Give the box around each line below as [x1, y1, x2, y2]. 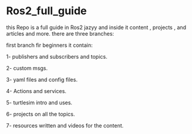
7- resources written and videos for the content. [6, 122, 124, 129]
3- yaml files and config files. [6, 76, 78, 83]
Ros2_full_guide [6, 4, 87, 18]
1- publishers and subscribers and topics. [6, 53, 108, 60]
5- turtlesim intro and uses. [6, 99, 73, 106]
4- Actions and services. [6, 87, 67, 94]
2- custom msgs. [6, 64, 48, 72]
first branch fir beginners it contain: [6, 42, 93, 49]
